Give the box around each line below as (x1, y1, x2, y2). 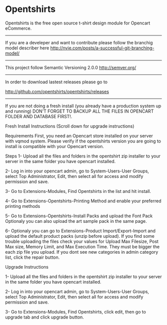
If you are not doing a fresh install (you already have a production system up (5, 103, 162, 109)
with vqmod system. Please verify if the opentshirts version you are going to (5, 138, 162, 144)
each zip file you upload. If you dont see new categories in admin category (5, 249, 159, 255)
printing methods (5, 203, 41, 209)
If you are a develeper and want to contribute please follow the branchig (5, 39, 153, 45)
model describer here (5, 45, 50, 51)
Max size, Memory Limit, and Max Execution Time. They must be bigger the (5, 243, 160, 250)
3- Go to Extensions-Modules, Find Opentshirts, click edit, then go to (5, 309, 146, 315)
